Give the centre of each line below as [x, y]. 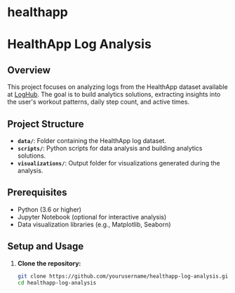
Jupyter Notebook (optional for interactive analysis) [92, 217]
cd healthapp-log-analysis [57, 282]
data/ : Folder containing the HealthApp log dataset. [92, 141]
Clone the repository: [49, 263]
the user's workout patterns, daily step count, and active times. [99, 102]
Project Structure [46, 124]
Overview [29, 70]
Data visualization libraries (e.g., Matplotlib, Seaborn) [94, 224]
